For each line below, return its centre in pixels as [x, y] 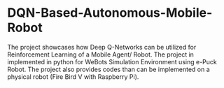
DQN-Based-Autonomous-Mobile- [110, 13]
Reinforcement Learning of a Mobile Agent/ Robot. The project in [101, 54]
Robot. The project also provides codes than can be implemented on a [108, 69]
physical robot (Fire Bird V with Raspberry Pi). [73, 76]
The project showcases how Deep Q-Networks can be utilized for [102, 47]
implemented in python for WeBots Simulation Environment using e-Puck [112, 61]
